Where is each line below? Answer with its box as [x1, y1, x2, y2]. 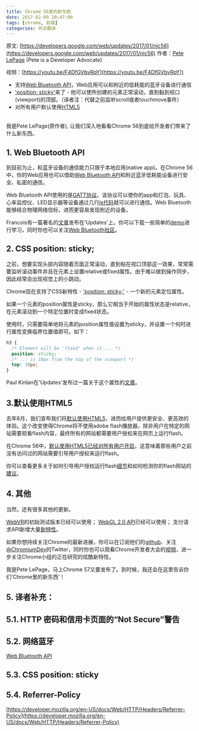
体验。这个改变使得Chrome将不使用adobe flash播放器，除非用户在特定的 [6, 422, 185, 429]
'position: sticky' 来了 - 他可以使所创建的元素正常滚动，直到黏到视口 [14, 88, 180, 96]
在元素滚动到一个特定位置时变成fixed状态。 [6, 308, 112, 315]
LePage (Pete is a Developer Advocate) [6, 56, 103, 64]
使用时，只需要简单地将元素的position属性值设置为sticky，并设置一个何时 [6, 320, 186, 327]
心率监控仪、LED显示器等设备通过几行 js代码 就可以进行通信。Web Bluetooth [6, 199, 192, 206]
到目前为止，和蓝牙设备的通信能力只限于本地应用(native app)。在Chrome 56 [6, 164, 193, 171]
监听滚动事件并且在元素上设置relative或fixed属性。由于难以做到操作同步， [11, 268, 192, 275]
